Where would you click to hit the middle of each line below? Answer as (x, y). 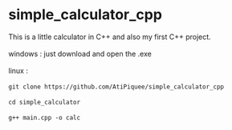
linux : (18, 70)
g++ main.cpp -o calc (45, 117)
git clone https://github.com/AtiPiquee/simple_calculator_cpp (116, 87)
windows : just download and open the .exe (80, 53)
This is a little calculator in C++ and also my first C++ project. (110, 37)
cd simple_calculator (45, 102)
